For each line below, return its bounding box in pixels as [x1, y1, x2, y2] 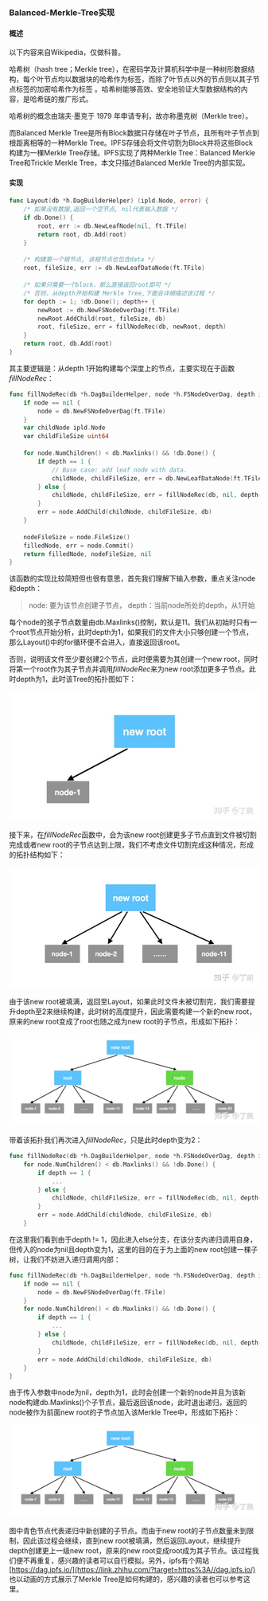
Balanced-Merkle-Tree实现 [9, 6, 115, 18]
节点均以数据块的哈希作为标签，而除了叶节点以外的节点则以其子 [43, 74, 253, 84]
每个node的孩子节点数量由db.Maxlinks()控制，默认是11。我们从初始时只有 [9, 617, 251, 627]
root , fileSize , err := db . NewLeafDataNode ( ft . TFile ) [23, 264, 205, 272]
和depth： [9, 584, 43, 593]
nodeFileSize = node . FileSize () [23, 533, 130, 541]
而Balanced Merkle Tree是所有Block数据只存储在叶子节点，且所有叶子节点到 [9, 128, 259, 138]
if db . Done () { [23, 213, 74, 222]
